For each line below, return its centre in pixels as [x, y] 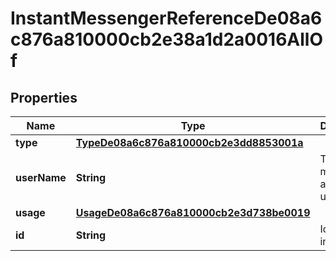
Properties [44, 97]
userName [41, 177]
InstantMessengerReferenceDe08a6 [166, 18]
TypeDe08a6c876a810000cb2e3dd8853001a [189, 142]
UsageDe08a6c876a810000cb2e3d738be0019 [193, 212]
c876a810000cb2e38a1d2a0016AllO [166, 39]
